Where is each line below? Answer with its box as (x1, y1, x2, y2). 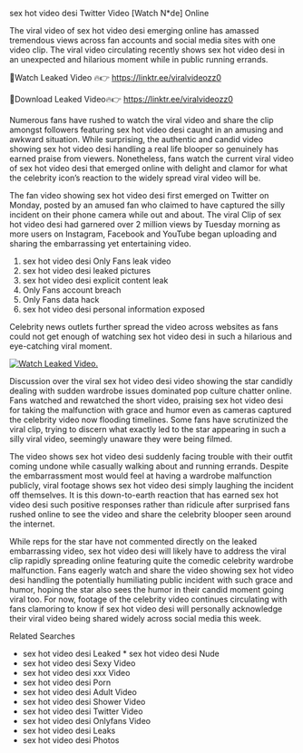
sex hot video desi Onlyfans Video (22, 716, 151, 726)
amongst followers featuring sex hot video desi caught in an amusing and (9, 124, 284, 135)
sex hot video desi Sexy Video (22, 658, 136, 669)
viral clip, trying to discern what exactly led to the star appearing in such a (9, 424, 287, 434)
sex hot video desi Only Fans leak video (22, 256, 171, 266)
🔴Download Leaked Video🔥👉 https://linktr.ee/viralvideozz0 (9, 94, 234, 104)
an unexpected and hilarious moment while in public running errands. (9, 54, 269, 64)
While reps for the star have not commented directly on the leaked (9, 536, 257, 546)
